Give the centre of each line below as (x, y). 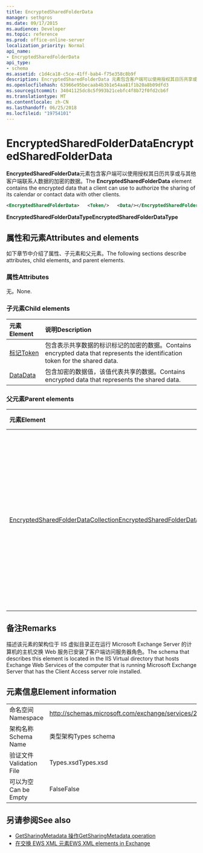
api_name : (19, 51)
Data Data (23, 375)
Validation (23, 763)
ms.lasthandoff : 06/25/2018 (42, 108)
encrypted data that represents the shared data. (113, 379)
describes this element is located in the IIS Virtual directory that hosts (93, 659)
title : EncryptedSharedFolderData (50, 12)
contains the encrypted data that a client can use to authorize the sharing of (101, 188)
